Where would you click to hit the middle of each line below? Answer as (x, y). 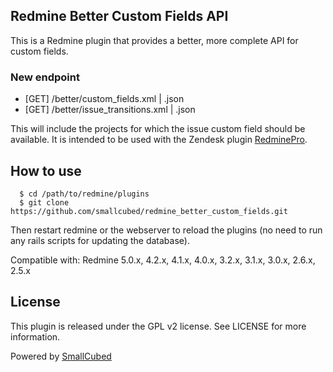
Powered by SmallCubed (61, 356)
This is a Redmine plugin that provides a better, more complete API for (154, 40)
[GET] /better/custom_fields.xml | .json (104, 99)
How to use (46, 170)
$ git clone (44, 202)
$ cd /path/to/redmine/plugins (84, 194)
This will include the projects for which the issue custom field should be (158, 129)
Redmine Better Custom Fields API (119, 16)
